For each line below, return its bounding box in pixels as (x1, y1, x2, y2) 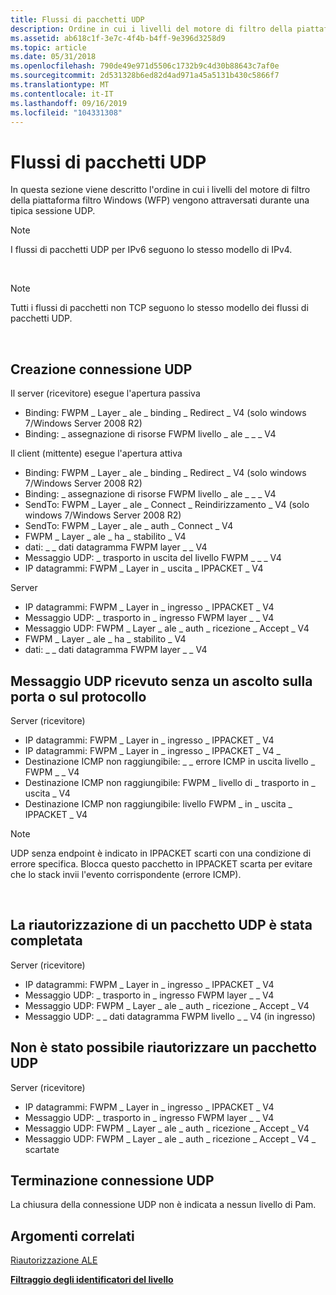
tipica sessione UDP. (10, 205, 96, 217)
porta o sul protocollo (10, 688, 147, 705)
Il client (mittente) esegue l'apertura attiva (10, 447, 183, 460)
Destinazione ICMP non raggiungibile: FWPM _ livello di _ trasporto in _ (24, 776, 316, 788)
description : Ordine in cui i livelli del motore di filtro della (10, 24, 293, 34)
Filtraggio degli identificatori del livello (10, 1274, 174, 1286)
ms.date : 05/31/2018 (10, 52, 97, 62)
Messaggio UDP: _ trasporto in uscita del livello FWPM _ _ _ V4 (24, 552, 282, 564)
